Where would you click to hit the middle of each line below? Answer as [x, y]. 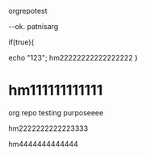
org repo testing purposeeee [56, 112]
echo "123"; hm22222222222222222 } [73, 58]
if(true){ [21, 42]
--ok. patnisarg [33, 26]
